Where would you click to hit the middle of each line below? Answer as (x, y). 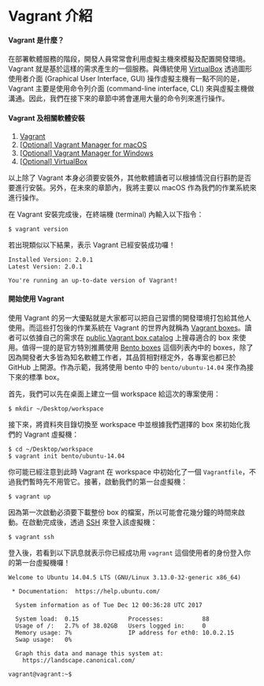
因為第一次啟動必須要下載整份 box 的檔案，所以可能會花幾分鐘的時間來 (123, 512)
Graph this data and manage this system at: (89, 653)
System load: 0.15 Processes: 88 (113, 619)
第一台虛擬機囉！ (43, 562)
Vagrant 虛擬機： (51, 434)
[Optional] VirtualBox (54, 161)
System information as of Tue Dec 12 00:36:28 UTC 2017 (109, 605)
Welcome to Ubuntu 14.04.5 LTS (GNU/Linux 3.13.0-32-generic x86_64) (125, 577)
